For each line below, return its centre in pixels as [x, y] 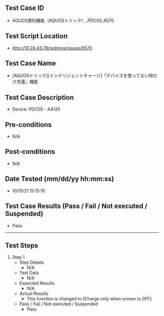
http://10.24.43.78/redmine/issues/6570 [52, 48]
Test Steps [22, 245]
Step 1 [18, 257]
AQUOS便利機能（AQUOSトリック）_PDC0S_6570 [63, 20]
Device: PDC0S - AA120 [36, 109]
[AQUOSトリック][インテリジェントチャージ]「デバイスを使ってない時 [82, 76]
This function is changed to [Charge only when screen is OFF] [89, 299]
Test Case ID [25, 8]
